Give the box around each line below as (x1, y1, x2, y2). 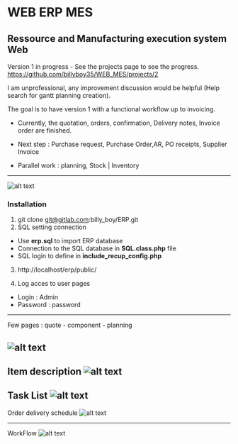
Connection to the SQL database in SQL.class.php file (17, 244, 177, 252)
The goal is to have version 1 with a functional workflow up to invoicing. (7, 105, 216, 113)
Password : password (17, 301, 81, 309)
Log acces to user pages (17, 279, 91, 288)
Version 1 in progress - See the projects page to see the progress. (7, 62, 200, 71)
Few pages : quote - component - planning (7, 321, 132, 330)
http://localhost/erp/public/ (17, 265, 97, 274)
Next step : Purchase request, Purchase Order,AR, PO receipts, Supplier (17, 140, 227, 148)
